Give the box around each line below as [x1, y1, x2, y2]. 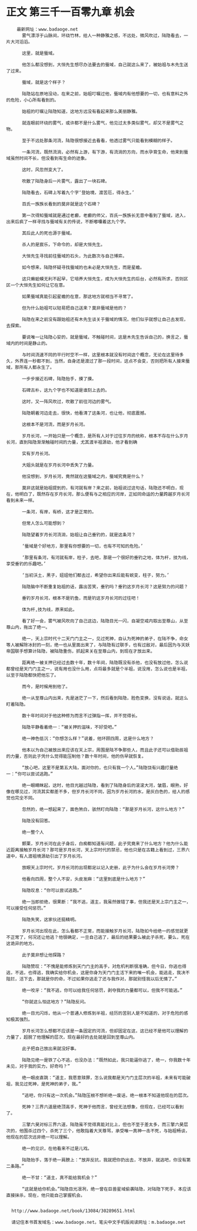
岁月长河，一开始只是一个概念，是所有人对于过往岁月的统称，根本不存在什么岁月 [21, 433, 188, 439]
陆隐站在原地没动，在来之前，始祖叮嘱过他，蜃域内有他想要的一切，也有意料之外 [21, 91, 188, 97]
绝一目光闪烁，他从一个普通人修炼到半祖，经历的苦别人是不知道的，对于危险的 [21, 1010, 184, 1016]
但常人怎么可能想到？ [21, 520, 66, 526]
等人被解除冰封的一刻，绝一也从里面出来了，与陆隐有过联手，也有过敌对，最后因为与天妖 [6, 642, 190, 648]
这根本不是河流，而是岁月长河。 [21, 421, 88, 428]
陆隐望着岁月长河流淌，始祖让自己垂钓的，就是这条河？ [21, 531, 136, 537]
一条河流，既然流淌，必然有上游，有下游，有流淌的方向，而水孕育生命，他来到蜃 [21, 149, 188, 155]
